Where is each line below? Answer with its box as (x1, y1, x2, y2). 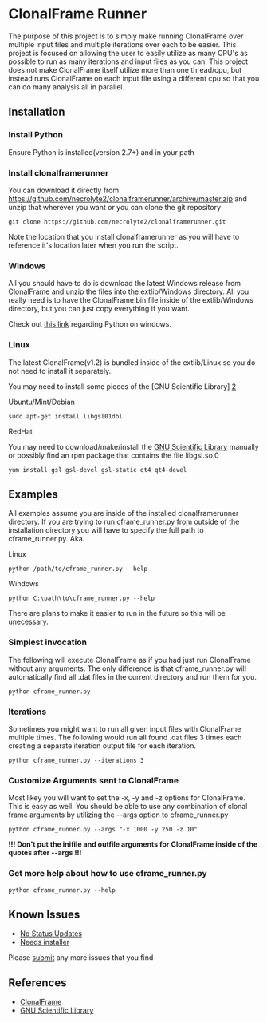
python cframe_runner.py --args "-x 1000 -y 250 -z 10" (8, 826, 198, 834)
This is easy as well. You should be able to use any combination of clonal (8, 802, 248, 811)
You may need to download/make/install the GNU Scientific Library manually (8, 442, 259, 451)
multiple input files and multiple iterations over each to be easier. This (8, 39, 237, 49)
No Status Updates (19, 929, 82, 938)
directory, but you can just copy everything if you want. (8, 304, 190, 314)
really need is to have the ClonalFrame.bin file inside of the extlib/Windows (8, 295, 253, 305)
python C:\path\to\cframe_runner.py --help (8, 594, 155, 603)
